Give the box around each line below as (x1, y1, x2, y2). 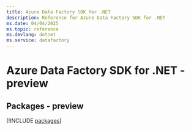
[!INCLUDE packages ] (6, 117, 62, 124)
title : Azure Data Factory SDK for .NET (6, 9, 111, 15)
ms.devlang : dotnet (6, 32, 56, 38)
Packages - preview (6, 101, 84, 111)
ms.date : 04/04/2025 (6, 20, 59, 26)
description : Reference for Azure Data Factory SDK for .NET (6, 15, 166, 21)
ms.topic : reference (6, 26, 59, 32)
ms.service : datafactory (6, 37, 70, 43)
